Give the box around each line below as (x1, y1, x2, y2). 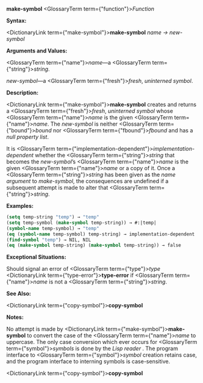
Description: (6, 89, 38, 96)
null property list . (6, 134, 49, 140)
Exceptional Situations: (6, 253, 66, 261)
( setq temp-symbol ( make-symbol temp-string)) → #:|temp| (6, 220, 157, 226)
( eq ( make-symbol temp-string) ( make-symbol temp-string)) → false (6, 242, 182, 249)
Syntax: (6, 17, 27, 24)
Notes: (6, 313, 24, 321)
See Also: (6, 290, 32, 298)
